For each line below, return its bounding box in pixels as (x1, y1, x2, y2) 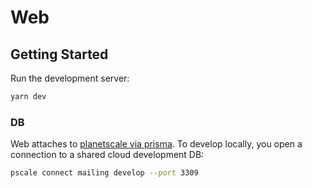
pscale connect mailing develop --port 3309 (10, 168, 199, 178)
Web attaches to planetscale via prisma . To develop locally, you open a (10, 138, 303, 150)
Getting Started (10, 46, 109, 63)
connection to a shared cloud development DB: (10, 149, 205, 161)
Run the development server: (10, 72, 130, 84)
